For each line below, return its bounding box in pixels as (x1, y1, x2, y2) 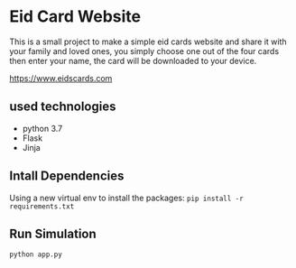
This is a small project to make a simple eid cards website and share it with (9, 36, 287, 47)
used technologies (9, 99, 116, 115)
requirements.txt (9, 201, 75, 211)
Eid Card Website (9, 6, 142, 27)
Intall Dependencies (9, 169, 125, 184)
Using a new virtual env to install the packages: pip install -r (9, 192, 244, 203)
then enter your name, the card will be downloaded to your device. (9, 55, 257, 66)
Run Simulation (9, 226, 97, 241)
